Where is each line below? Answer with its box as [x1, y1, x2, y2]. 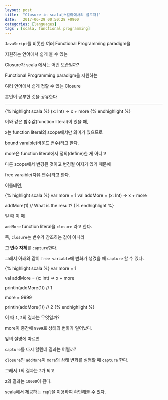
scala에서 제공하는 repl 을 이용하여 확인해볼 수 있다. [5, 389, 106, 395]
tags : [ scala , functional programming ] [5, 26, 91, 31]
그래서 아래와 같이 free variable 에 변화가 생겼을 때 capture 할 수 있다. [5, 255, 144, 261]
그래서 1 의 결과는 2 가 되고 [5, 368, 55, 374]
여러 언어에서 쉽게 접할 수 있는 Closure [5, 83, 81, 89]
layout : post [5, 7, 32, 13]
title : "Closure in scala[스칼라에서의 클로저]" [5, 12, 101, 17]
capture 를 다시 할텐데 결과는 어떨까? [5, 346, 76, 352]
